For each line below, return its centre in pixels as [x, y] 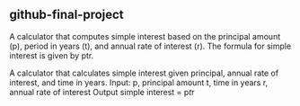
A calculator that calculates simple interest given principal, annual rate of [144, 73]
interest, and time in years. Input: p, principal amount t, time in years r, [139, 82]
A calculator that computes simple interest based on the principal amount [145, 36]
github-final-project [66, 15]
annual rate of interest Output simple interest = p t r [102, 92]
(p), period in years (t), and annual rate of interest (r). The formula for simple [150, 46]
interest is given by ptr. [52, 55]
